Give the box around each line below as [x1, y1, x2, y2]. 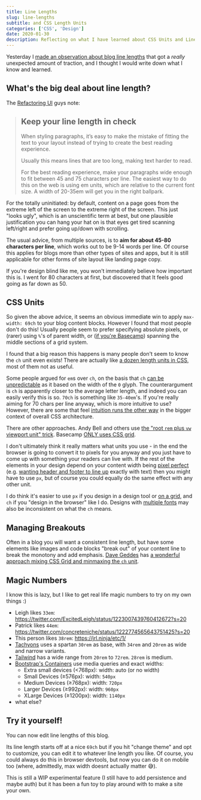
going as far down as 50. [6, 280, 68, 287]
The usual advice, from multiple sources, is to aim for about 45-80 [6, 236, 172, 244]
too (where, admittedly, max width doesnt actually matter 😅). [6, 762, 157, 769]
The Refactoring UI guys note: [6, 99, 81, 106]
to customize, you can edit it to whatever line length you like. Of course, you [6, 750, 193, 757]
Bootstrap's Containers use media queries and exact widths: [14, 660, 164, 667]
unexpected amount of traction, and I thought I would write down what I [6, 59, 183, 67]
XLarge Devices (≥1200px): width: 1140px [23, 692, 126, 699]
